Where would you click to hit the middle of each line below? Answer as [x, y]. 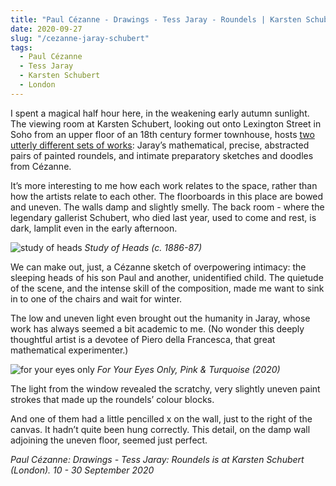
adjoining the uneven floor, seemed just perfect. [109, 440]
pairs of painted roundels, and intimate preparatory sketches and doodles [162, 155]
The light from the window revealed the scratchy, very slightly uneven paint [165, 388]
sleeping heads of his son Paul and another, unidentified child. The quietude [167, 277]
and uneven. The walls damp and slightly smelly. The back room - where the [167, 207]
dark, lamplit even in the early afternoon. [94, 228]
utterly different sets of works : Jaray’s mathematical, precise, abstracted [160, 145]
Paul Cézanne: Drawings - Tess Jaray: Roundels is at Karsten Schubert [157, 459]
